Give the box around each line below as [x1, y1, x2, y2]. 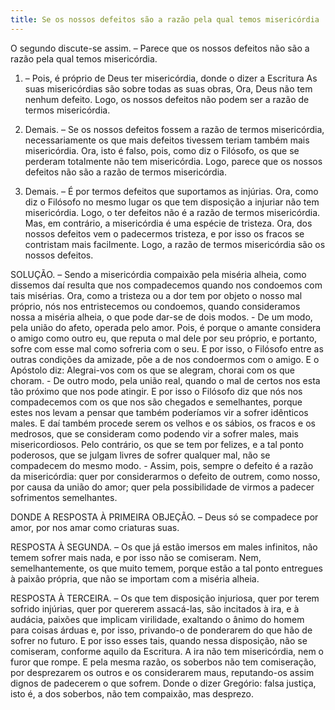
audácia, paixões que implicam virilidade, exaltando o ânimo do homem [10, 613, 305, 625]
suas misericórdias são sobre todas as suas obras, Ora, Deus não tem [24, 82, 313, 95]
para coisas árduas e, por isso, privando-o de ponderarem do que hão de [10, 624, 313, 636]
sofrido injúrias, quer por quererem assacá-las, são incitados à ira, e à [10, 602, 300, 615]
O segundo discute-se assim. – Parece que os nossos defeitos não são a [10, 42, 310, 54]
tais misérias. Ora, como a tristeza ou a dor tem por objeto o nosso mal [10, 289, 303, 301]
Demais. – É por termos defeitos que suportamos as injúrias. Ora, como [24, 185, 319, 197]
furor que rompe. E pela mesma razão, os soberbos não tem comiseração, [10, 656, 317, 668]
